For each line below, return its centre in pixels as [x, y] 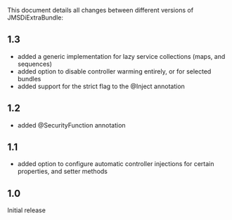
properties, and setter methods [62, 172]
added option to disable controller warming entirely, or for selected [114, 71]
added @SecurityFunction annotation [71, 125]
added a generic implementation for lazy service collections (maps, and [121, 56]
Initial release [26, 210]
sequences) [35, 64]
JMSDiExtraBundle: [36, 18]
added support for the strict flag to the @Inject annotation [101, 86]
